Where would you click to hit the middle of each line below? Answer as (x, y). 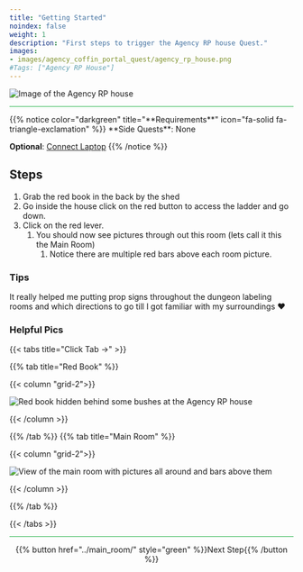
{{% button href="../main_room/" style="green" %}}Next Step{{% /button (151, 549)
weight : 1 (28, 34)
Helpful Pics (37, 330)
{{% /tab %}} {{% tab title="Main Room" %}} (92, 437)
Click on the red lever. (63, 225)
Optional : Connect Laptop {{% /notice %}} (89, 146)
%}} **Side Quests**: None (144, 129)
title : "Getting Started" (58, 18)
